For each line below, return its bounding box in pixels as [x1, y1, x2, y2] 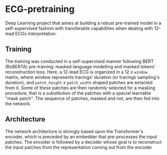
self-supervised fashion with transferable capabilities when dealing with [5, 25, 153, 31]
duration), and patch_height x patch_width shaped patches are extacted [5, 79, 153, 85]
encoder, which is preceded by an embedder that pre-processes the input [5, 134, 157, 140]
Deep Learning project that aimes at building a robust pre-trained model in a [5, 20, 162, 26]
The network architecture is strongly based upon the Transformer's [5, 128, 144, 134]
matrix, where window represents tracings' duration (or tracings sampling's [5, 74, 160, 80]
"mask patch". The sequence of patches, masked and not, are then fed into [5, 95, 160, 101]
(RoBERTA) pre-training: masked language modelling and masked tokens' [5, 63, 156, 69]
